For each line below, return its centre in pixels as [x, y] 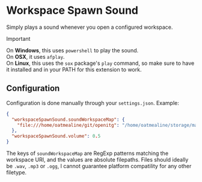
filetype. [17, 172]
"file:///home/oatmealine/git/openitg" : [68, 125]
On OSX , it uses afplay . [35, 56]
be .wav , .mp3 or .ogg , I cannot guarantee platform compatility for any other [99, 166]
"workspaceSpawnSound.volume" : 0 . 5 [56, 136]
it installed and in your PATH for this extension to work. [74, 69]
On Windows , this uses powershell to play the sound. [72, 50]
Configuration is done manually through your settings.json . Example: [93, 103]
